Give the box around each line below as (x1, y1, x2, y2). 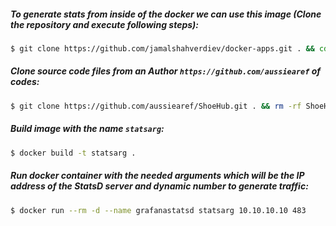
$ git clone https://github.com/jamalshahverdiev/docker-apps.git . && (10, 43, 315, 54)
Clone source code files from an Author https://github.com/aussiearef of (10, 65, 322, 77)
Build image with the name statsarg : (10, 123, 165, 135)
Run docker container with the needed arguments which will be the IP (10, 170, 305, 182)
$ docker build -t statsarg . (10, 148, 137, 158)
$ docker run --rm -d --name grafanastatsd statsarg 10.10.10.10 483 (10, 205, 307, 215)
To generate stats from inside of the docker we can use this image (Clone (10, 8, 322, 20)
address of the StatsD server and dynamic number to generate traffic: (10, 180, 309, 192)
